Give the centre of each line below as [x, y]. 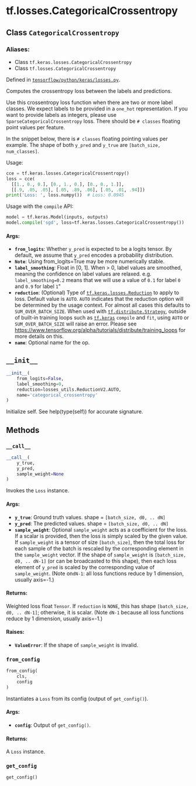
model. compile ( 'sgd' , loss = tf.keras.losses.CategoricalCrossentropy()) [95, 223]
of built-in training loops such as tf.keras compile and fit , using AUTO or [102, 318]
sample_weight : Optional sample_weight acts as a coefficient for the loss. [101, 529]
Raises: [15, 632]
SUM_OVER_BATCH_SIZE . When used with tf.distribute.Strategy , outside [100, 311]
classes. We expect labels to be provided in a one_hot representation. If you [97, 108]
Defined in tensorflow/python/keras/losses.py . [63, 79]
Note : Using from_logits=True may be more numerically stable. [90, 261]
